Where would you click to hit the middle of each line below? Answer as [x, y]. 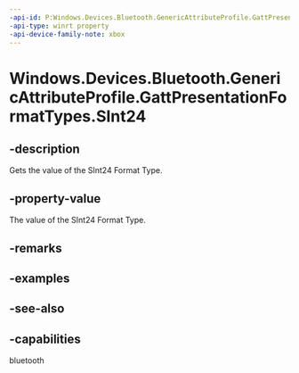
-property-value [55, 199]
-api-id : [25, 17]
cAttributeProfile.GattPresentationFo [148, 97]
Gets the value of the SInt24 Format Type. [86, 170]
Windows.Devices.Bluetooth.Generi [145, 78]
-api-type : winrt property [59, 26]
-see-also [37, 309]
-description [44, 149]
